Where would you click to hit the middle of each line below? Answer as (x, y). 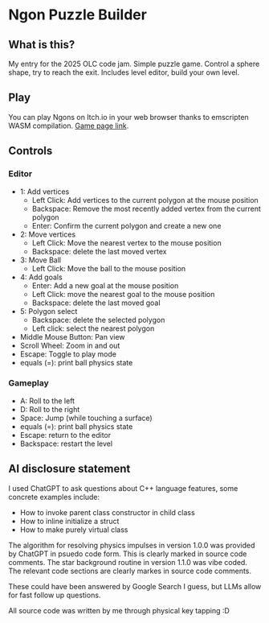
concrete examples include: (54, 497)
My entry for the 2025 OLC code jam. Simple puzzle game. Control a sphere (134, 64)
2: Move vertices (48, 234)
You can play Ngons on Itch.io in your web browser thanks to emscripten (128, 117)
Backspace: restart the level (66, 444)
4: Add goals (41, 277)
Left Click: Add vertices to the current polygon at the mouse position (145, 200)
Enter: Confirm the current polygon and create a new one (126, 225)
